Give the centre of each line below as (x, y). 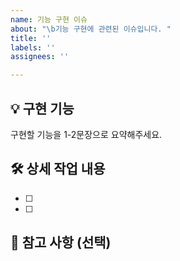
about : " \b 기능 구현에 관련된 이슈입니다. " (91, 29)
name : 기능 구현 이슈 (49, 19)
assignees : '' (40, 57)
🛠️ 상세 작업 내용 (58, 169)
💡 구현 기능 (42, 108)
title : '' (31, 38)
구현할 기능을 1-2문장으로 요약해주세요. (86, 134)
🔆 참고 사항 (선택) (61, 242)
